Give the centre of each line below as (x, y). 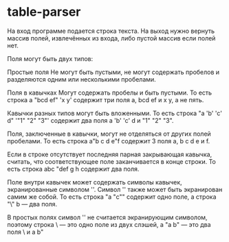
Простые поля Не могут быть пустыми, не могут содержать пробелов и (113, 72)
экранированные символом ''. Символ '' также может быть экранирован (115, 189)
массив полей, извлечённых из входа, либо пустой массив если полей (111, 38)
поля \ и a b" (25, 232)
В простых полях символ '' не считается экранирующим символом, (107, 217)
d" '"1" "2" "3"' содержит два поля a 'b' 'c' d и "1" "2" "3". (90, 120)
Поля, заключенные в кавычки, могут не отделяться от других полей (109, 134)
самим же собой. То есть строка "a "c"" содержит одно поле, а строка (112, 197)
